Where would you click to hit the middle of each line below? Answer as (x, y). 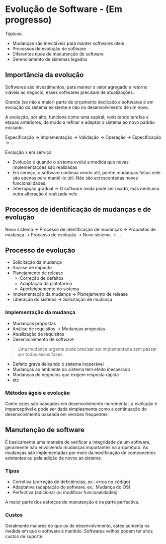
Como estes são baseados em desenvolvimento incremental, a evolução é (81, 404)
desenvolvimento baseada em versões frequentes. (57, 414)
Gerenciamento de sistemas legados (50, 59)
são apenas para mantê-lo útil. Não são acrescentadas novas (75, 178)
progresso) (29, 20)
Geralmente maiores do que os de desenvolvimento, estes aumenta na (78, 526)
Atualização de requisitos (38, 334)
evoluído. (14, 127)
